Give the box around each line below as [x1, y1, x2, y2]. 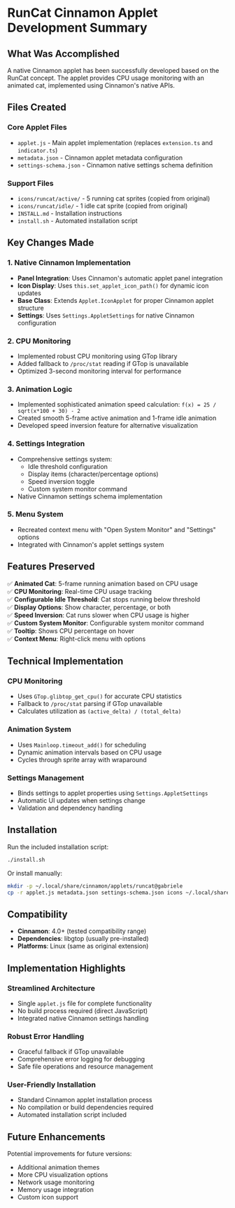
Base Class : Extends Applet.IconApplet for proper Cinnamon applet [17, 296, 214, 304]
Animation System [7, 724, 72, 734]
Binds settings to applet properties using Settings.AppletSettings [17, 789, 208, 797]
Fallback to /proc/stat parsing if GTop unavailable [17, 700, 163, 708]
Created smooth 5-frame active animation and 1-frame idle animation [17, 414, 217, 422]
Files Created [7, 102, 66, 114]
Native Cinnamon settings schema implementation [17, 492, 163, 501]
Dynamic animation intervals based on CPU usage [17, 748, 162, 756]
